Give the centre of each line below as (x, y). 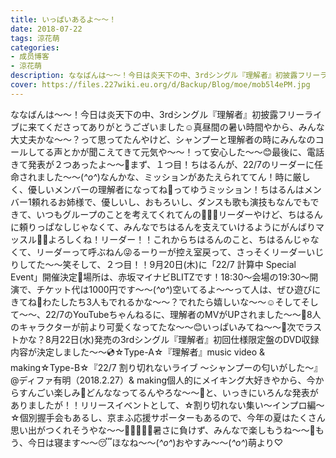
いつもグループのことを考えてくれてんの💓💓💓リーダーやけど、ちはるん (179, 214)
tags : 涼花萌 (35, 38)
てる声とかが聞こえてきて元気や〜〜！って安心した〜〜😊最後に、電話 (180, 152)
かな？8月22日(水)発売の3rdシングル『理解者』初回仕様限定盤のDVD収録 (169, 339)
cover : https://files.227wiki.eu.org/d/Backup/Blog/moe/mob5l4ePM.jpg (160, 85)
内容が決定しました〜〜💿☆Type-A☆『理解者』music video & (138, 352)
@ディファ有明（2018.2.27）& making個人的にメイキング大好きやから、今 (163, 380)
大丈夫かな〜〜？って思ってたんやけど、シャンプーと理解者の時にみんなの (163, 139)
